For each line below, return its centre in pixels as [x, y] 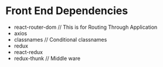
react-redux [28, 52]
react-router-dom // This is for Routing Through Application [86, 27]
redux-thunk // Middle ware [47, 58]
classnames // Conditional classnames [60, 39]
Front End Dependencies [67, 11]
